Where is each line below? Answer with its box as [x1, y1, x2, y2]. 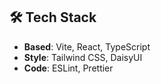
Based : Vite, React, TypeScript [23, 40, 151, 53]
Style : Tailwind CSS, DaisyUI [23, 51, 143, 63]
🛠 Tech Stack [9, 9, 97, 26]
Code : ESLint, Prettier [23, 62, 114, 74]
